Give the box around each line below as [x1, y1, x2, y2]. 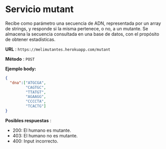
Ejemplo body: [5, 66, 36, 72]
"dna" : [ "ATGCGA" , [10, 80, 46, 85]
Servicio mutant [5, 4, 74, 15]
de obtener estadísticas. [5, 36, 56, 42]
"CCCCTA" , [25, 99, 46, 104]
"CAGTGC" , [25, 85, 46, 90]
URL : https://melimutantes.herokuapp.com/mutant [5, 46, 110, 52]
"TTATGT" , [25, 89, 46, 94]
